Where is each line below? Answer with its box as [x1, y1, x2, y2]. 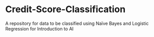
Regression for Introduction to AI [5, 25, 74, 31]
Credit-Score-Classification [5, 4, 126, 15]
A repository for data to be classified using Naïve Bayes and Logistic [5, 20, 149, 26]
